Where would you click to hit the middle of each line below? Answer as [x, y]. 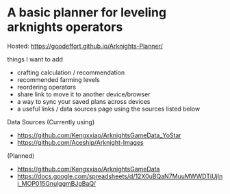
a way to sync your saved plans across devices [84, 101]
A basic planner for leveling [87, 13]
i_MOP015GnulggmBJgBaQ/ [56, 183]
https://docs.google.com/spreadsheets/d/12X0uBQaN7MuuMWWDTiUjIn [120, 176]
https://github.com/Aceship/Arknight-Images [80, 142]
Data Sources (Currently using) [51, 122]
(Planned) [21, 156]
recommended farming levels [59, 79]
